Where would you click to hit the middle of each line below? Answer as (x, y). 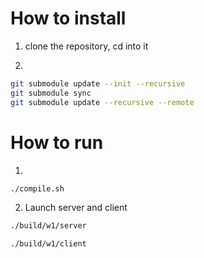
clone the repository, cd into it (86, 46)
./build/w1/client (48, 244)
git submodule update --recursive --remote (102, 102)
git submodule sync (51, 93)
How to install (68, 18)
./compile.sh (37, 188)
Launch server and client (76, 208)
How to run (57, 142)
